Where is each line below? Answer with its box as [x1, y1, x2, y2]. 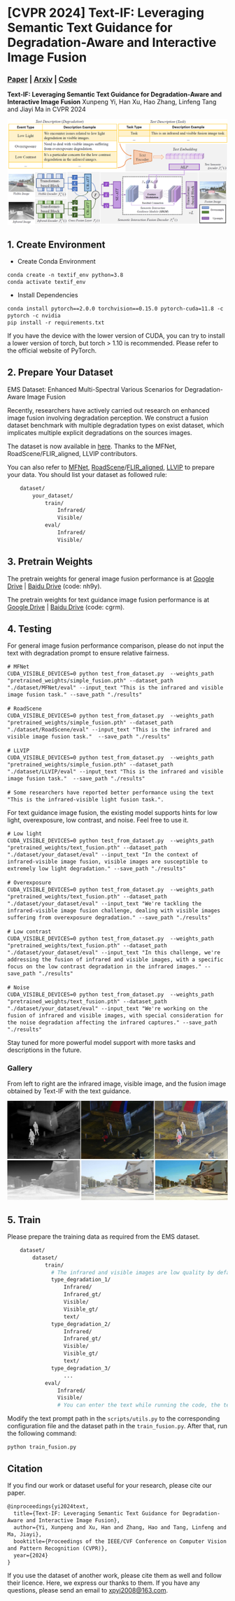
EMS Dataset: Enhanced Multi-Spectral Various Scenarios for [7, 385, 183, 393]
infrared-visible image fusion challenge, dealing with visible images [7, 907, 220, 914]
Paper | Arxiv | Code [7, 75, 78, 85]
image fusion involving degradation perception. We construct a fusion [7, 413, 208, 422]
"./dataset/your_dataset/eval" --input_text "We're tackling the [7, 900, 201, 907]
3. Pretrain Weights [7, 556, 93, 568]
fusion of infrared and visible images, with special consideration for [7, 1012, 224, 1019]
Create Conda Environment [17, 257, 96, 265]
